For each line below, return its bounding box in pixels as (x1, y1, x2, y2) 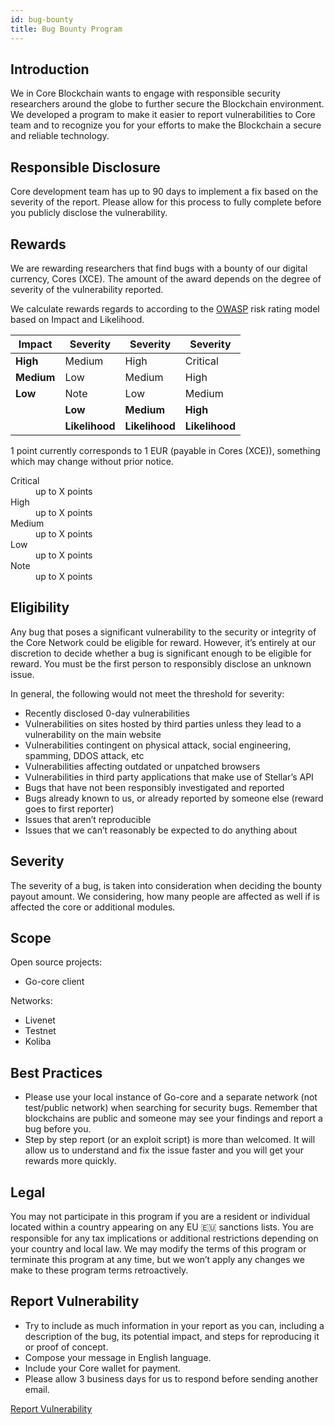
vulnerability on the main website (24, 728, 162, 740)
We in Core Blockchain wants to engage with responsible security (10, 87, 281, 100)
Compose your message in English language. (24, 1351, 212, 1363)
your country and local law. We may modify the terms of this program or (10, 1243, 307, 1255)
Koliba (24, 1036, 52, 1048)
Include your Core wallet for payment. (24, 1362, 182, 1374)
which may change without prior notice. (10, 455, 174, 467)
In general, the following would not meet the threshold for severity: (10, 687, 285, 700)
